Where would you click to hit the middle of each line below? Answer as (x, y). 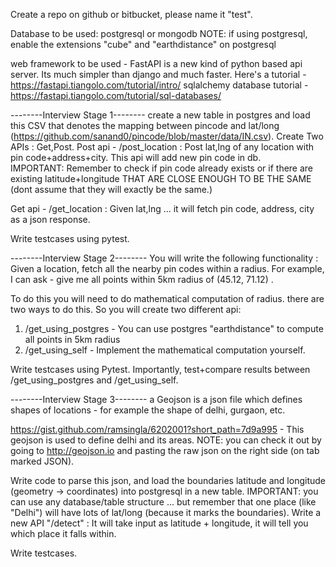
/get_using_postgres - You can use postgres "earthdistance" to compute (174, 328)
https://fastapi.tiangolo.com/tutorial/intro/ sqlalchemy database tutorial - (159, 85)
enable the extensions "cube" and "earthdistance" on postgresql (143, 44)
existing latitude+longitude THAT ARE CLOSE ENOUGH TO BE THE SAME (161, 178)
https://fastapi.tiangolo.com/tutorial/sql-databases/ (116, 95)
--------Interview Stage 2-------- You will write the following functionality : (164, 258)
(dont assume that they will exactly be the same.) (111, 189)
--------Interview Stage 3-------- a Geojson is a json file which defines (156, 399)
